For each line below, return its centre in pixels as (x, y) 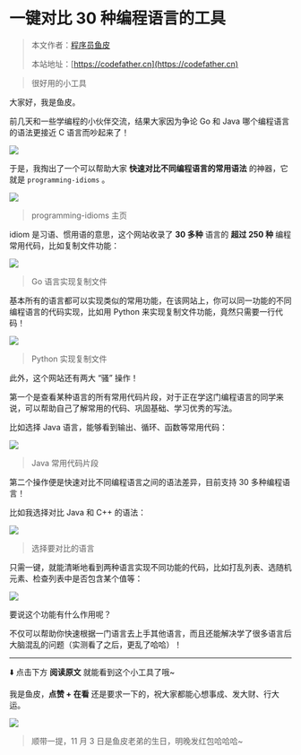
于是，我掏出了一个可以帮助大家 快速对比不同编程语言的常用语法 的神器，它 (149, 168)
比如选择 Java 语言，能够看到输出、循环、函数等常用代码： (119, 427)
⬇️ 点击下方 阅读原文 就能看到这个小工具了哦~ (92, 672)
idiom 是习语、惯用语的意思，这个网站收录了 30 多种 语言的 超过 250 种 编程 (150, 234)
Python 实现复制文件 (69, 359)
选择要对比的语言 (63, 548)
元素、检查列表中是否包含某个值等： (76, 578)
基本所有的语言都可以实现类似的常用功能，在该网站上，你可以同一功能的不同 (150, 300)
